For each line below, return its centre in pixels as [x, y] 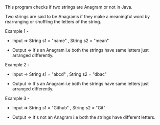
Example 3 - [17, 98]
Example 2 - [17, 65]
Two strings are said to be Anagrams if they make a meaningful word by [78, 16]
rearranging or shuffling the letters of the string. [53, 22]
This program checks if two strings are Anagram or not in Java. [69, 7]
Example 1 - [17, 31]
